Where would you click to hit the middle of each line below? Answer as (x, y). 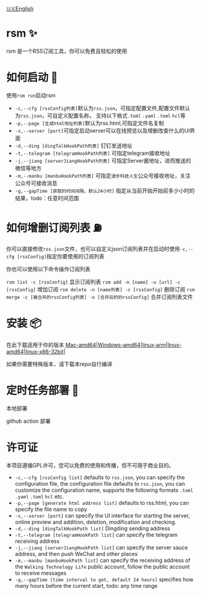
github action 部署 (28, 421)
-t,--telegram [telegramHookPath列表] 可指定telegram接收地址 (92, 153)
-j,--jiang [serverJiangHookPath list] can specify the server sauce (101, 547)
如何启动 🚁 (32, 78)
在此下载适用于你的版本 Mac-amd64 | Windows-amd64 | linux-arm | (87, 345)
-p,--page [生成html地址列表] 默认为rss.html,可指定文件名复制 (89, 123)
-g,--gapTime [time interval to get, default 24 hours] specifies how (104, 579)
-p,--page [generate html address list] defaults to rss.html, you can (102, 503)
